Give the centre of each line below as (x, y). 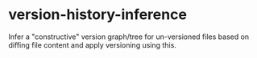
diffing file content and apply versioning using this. (93, 44)
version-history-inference (98, 15)
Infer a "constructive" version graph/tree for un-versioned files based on (129, 37)
